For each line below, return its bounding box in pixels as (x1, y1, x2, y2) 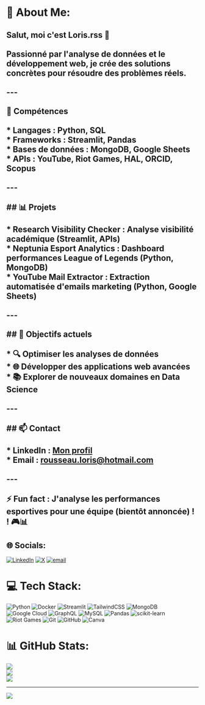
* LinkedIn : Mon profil (6, 445, 93, 456)
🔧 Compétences (6, 106, 68, 116)
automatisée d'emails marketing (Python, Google (6, 281, 197, 292)
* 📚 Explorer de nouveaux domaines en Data (6, 371, 181, 382)
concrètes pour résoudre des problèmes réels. (6, 68, 187, 78)
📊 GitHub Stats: (6, 639, 90, 653)
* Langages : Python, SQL (6, 125, 106, 135)
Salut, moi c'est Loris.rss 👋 (6, 30, 110, 40)
